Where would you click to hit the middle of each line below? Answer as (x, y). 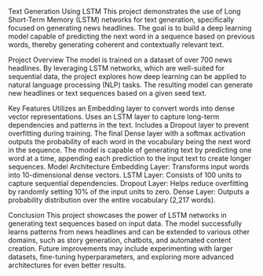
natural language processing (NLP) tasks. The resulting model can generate (131, 85)
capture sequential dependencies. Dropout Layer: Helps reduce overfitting (128, 183)
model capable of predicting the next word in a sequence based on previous (131, 36)
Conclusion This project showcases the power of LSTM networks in (118, 215)
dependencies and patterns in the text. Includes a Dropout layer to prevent (129, 125)
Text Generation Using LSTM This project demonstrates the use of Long (124, 11)
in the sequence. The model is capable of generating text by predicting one (130, 150)
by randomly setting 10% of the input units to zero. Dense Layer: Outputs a (129, 192)
